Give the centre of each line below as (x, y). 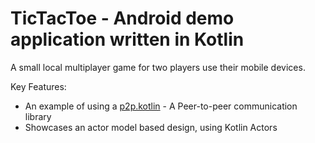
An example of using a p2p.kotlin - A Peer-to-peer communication (161, 106)
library (38, 116)
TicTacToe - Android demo (122, 18)
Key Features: (38, 86)
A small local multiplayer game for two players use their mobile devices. (158, 67)
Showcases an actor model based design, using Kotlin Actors (151, 127)
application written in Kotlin (127, 39)
